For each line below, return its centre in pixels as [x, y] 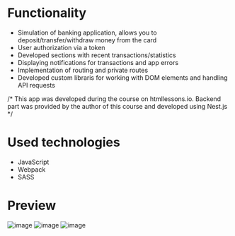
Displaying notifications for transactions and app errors [98, 62]
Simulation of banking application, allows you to [87, 33]
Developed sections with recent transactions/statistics [97, 55]
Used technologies [64, 142]
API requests [36, 85]
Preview [32, 206]
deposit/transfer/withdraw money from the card [87, 40]
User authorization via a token [61, 47]
